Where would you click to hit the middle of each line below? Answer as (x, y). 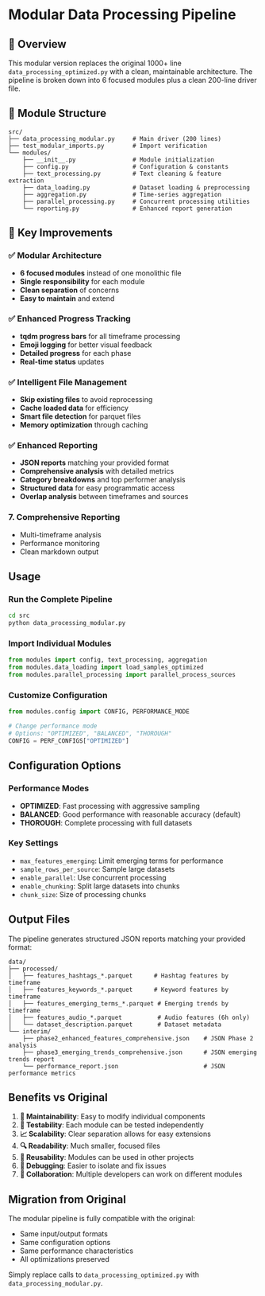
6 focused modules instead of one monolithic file (101, 273)
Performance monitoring (60, 543)
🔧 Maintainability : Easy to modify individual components (112, 1117)
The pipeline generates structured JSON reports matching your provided (127, 939)
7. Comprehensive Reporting (64, 517)
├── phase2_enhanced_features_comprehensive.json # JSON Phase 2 (138, 1038)
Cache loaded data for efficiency (74, 408)
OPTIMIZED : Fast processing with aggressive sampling (110, 806)
